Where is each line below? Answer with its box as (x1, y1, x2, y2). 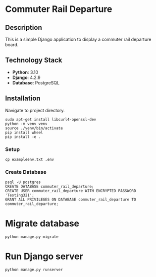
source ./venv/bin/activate (5, 126, 63, 131)
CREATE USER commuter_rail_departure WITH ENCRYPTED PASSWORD (5, 189, 136, 194)
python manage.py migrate (5, 234, 58, 239)
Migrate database (5, 218, 80, 229)
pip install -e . (5, 134, 41, 139)
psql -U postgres (5, 180, 41, 185)
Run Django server (5, 251, 83, 262)
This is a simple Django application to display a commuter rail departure (5, 36, 152, 42)
